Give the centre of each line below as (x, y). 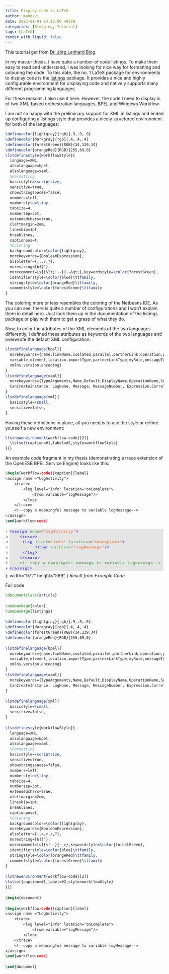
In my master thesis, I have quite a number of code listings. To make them (82, 62)
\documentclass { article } (31, 595)
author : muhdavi (22, 16)
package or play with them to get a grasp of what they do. (65, 319)
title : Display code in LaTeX (37, 11)
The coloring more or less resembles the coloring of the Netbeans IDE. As (82, 303)
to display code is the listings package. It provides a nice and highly (75, 78)
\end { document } (21, 967)
